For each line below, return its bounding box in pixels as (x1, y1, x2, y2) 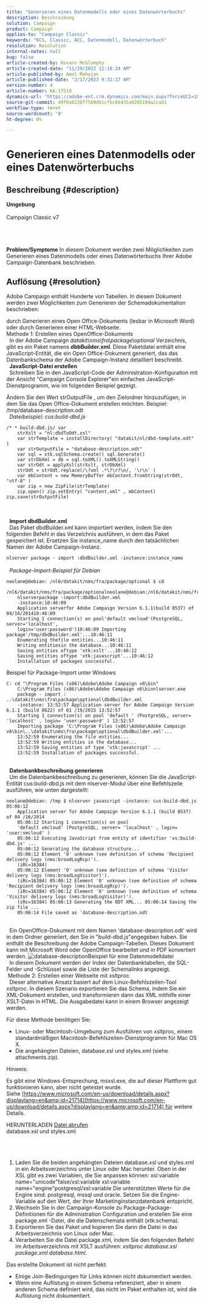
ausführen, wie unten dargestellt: (6, 786, 89, 793)
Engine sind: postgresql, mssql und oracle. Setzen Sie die (15, 1191, 159, 1199)
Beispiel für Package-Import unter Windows (6, 669, 117, 676)
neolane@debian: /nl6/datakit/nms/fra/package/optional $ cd (6, 578, 165, 585)
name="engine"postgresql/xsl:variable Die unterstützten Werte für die (15, 1185, 191, 1192)
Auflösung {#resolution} (6, 276, 101, 287)
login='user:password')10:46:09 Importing (17, 626, 126, 632)
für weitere (165, 1103, 193, 1111)
